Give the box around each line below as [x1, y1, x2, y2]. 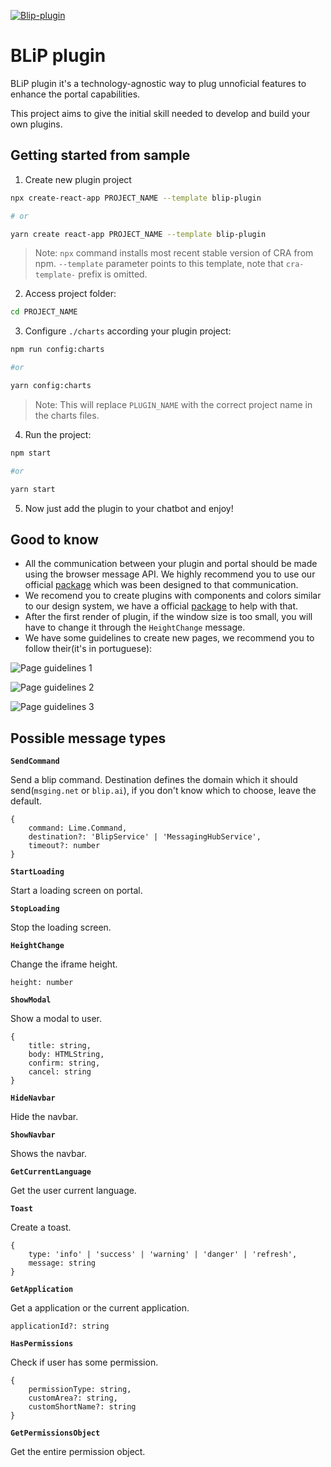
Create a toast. [10, 1221, 72, 1234]
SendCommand [10, 756, 60, 767]
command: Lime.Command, [28, 823, 128, 834]
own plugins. [10, 118, 63, 130]
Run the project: [24, 428, 92, 440]
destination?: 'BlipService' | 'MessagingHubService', [28, 832, 262, 842]
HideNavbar [10, 1093, 56, 1104]
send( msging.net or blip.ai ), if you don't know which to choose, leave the [10, 785, 317, 797]
